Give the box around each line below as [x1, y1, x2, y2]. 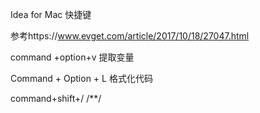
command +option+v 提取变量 [10, 51, 135, 63]
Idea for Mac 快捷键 [10, 9, 92, 20]
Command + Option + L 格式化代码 [10, 73, 153, 84]
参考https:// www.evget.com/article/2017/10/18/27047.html [10, 30, 250, 42]
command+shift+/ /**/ [10, 93, 102, 104]
